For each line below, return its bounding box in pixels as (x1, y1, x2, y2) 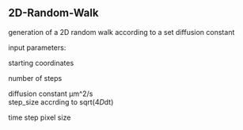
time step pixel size (8, 113, 71, 122)
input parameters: (8, 43, 66, 52)
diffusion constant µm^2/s (8, 89, 93, 98)
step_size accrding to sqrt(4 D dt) (8, 97, 114, 106)
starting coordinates (8, 58, 74, 67)
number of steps (8, 73, 63, 82)
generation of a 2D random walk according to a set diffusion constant (8, 27, 235, 36)
